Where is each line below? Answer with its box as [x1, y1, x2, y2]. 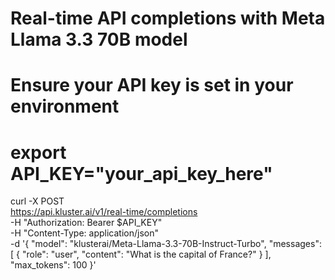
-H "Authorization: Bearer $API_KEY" [10, 217, 163, 229]
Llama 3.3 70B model [10, 28, 188, 51]
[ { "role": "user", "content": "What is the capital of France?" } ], [10, 248, 272, 261]
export [10, 141, 67, 164]
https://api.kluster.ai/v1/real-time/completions [10, 206, 198, 218]
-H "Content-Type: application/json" [10, 227, 159, 239]
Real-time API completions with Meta [10, 7, 326, 30]
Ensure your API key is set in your [10, 74, 294, 97]
